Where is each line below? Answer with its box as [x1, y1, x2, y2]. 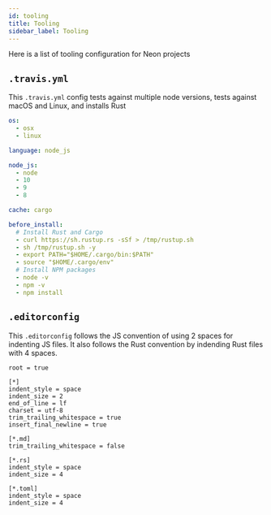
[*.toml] [8, 484, 38, 492]
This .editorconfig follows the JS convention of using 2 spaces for [8, 331, 234, 340]
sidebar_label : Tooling [8, 27, 89, 35]
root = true [8, 363, 49, 372]
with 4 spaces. [8, 348, 58, 357]
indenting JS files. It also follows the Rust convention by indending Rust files [8, 339, 264, 349]
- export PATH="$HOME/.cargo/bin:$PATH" [15, 251, 154, 259]
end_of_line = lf [8, 399, 67, 407]
